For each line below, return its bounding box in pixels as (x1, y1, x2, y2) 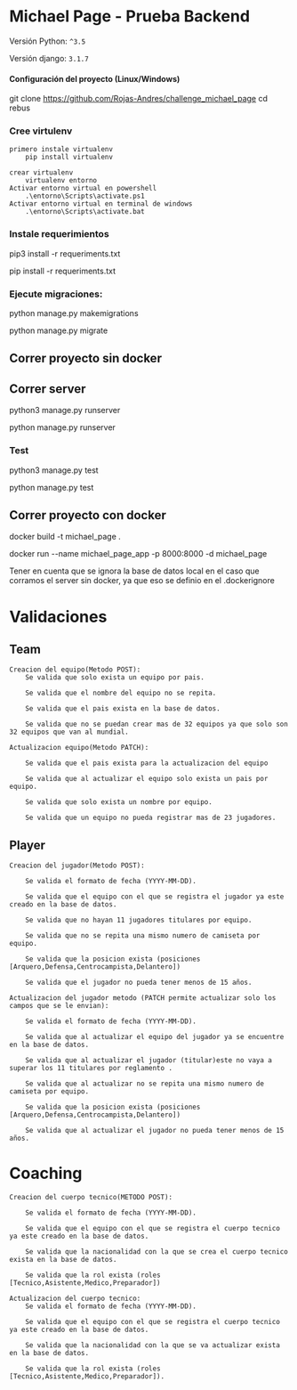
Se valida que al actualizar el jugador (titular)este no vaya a (25, 1056, 273, 1065)
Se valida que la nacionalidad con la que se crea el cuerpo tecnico (25, 1248, 289, 1256)
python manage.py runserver (9, 422, 116, 433)
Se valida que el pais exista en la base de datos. (25, 704, 221, 713)
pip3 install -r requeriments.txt (9, 248, 121, 259)
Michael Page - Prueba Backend (9, 6, 251, 27)
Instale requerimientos (9, 228, 109, 240)
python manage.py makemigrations (9, 308, 140, 319)
